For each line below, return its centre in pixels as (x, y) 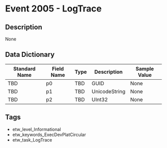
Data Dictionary (30, 55)
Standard (24, 69)
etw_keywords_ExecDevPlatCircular (49, 135)
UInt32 (100, 99)
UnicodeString (109, 91)
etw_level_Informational (37, 129)
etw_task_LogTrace (32, 140)
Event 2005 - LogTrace (53, 9)
